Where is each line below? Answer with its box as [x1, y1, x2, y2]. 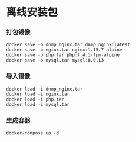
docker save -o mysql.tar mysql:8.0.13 [6, 57, 104, 63]
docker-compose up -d [6, 130, 59, 136]
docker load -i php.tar [6, 96, 65, 102]
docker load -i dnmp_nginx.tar [6, 86, 83, 92]
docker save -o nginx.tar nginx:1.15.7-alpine [6, 47, 122, 53]
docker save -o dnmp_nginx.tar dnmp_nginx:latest [6, 42, 131, 48]
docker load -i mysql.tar [6, 101, 69, 107]
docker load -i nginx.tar [6, 91, 69, 97]
